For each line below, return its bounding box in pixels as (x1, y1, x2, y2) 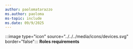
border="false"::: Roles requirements (5, 39, 80, 45)
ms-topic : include (5, 16, 42, 21)
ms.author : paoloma (5, 12, 44, 16)
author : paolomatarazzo (5, 7, 53, 12)
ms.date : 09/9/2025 (5, 20, 44, 25)
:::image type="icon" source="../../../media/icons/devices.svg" (5, 34, 129, 39)
